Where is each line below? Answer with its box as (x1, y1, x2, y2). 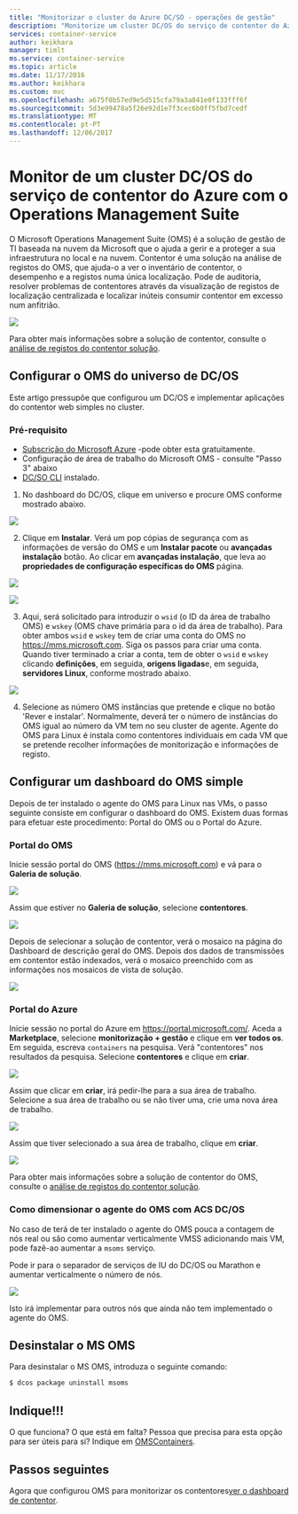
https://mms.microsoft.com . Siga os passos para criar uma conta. (21, 639, 262, 650)
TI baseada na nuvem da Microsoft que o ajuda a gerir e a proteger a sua (9, 243, 277, 254)
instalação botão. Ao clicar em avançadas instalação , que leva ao (21, 551, 266, 561)
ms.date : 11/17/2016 (9, 71, 86, 80)
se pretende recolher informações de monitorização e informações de (21, 739, 279, 749)
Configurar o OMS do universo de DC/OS (9, 369, 239, 384)
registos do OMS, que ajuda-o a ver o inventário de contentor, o (9, 262, 242, 272)
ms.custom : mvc (9, 87, 66, 96)
